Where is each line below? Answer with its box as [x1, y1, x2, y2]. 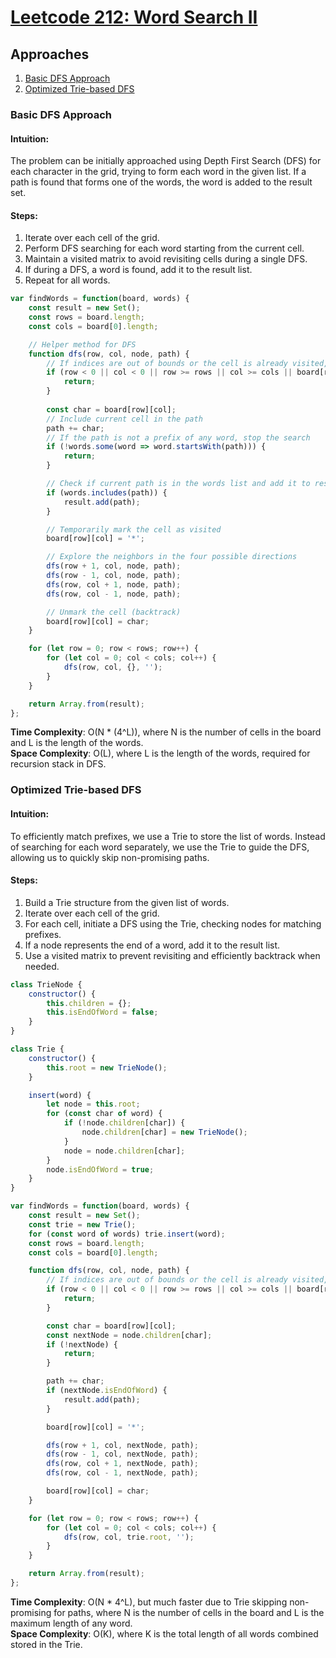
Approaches [10, 46, 90, 63]
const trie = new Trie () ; [28, 1219, 137, 1230]
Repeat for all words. [24, 274, 111, 286]
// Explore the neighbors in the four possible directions [46, 552, 298, 562]
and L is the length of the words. [10, 737, 144, 749]
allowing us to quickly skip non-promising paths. [10, 851, 210, 863]
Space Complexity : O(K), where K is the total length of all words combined [10, 1627, 319, 1640]
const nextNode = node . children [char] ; [46, 1330, 213, 1340]
